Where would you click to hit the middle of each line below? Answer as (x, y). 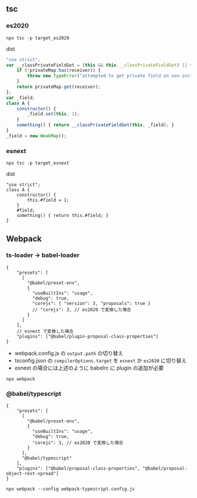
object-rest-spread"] (33, 474)
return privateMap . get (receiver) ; (59, 87)
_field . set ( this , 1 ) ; (54, 114)
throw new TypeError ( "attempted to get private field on (98, 76)
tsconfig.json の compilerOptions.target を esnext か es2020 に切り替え (100, 360)
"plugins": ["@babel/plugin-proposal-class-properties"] (88, 336)
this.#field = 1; (48, 200)
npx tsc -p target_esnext (38, 163)
